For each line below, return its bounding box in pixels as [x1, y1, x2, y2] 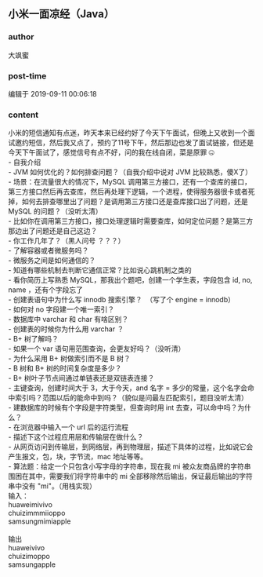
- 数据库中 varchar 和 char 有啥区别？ [8, 315, 129, 324]
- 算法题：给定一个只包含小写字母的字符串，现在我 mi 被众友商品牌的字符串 [8, 462, 251, 471]
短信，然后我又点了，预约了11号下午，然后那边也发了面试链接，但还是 [28, 138, 254, 148]
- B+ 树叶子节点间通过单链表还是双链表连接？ [8, 374, 155, 383]
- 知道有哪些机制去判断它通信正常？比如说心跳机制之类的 [8, 265, 192, 275]
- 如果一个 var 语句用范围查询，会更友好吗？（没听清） [8, 344, 186, 353]
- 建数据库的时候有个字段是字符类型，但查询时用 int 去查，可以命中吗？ [8, 403, 238, 412]
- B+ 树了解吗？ [8, 334, 59, 344]
